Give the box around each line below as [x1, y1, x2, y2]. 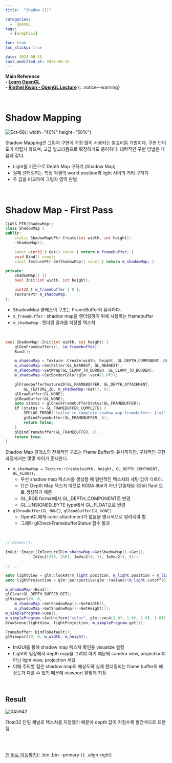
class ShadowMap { [5, 226, 45, 231]
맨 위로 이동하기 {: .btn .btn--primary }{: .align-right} [5, 752, 112, 758]
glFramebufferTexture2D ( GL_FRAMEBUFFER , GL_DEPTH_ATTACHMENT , [14, 382, 150, 387]
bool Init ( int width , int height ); [14, 278, 91, 283]
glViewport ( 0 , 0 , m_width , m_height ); [5, 634, 88, 639]
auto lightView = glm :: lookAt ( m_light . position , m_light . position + [5, 573, 155, 578]
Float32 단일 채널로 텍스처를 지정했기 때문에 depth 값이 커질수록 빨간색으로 [5, 719, 157, 726]
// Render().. [5, 540, 36, 546]
